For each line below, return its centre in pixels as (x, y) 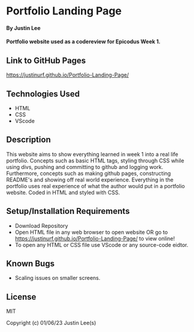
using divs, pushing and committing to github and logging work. (85, 167)
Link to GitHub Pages (46, 60)
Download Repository (41, 225)
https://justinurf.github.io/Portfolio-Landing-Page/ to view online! (95, 239)
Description (28, 140)
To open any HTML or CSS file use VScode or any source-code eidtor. (101, 245)
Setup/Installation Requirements (68, 211)
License (21, 297)
